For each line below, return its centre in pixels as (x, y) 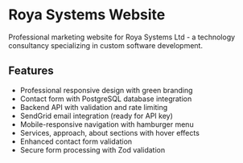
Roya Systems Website (87, 15)
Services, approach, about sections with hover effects (109, 132)
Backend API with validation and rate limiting (94, 107)
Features (31, 71)
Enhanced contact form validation (76, 141)
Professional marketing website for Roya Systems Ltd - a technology (122, 37)
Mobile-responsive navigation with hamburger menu (107, 124)
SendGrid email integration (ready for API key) (96, 116)
